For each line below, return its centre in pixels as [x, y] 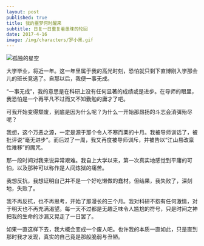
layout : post [23, 12]
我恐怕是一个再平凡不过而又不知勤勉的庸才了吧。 [67, 99]
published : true [27, 18]
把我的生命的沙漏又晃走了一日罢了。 [52, 216]
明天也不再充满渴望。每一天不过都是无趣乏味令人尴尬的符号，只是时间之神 [104, 209]
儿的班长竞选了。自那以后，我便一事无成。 [59, 78]
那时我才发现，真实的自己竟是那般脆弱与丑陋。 [65, 237]
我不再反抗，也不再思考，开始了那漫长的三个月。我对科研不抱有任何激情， [99, 201]
